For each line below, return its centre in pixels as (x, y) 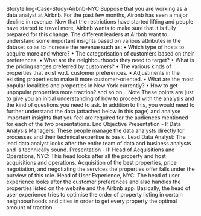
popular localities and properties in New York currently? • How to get (92, 86)
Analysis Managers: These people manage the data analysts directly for (96, 130)
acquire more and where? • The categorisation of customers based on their (100, 53)
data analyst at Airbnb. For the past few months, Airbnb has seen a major (97, 15)
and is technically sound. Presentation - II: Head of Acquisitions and (91, 150)
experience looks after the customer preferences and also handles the (94, 182)
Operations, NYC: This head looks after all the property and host (86, 156)
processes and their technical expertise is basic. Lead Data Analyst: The (96, 137)
